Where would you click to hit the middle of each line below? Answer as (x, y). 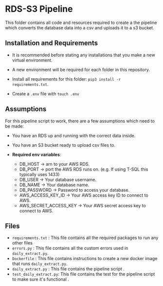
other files (22, 243)
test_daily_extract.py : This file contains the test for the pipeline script (83, 274)
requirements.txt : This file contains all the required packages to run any (85, 238)
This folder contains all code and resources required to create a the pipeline (81, 22)
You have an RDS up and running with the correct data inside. (74, 135)
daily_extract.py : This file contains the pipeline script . (68, 269)
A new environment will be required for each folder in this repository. (81, 69)
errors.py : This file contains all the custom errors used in (70, 248)
